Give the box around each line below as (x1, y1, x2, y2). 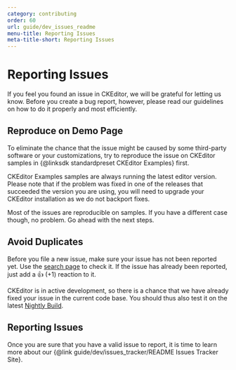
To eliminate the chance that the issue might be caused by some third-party (7, 143, 227, 152)
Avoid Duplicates (7, 236, 84, 248)
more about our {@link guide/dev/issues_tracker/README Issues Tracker (7, 348, 219, 356)
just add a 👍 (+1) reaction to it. (7, 270, 96, 278)
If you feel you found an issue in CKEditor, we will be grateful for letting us (7, 90, 221, 98)
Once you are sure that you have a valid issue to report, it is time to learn (7, 340, 218, 348)
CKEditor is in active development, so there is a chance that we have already (7, 286, 229, 295)
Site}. (7, 355, 23, 364)
